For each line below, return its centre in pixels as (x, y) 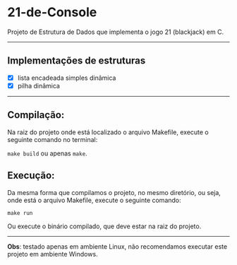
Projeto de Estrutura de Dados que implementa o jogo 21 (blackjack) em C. (116, 32)
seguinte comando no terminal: (53, 139)
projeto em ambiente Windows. (53, 254)
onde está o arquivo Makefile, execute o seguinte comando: (94, 200)
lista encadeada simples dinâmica (67, 78)
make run (20, 213)
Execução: (31, 176)
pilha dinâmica (38, 86)
